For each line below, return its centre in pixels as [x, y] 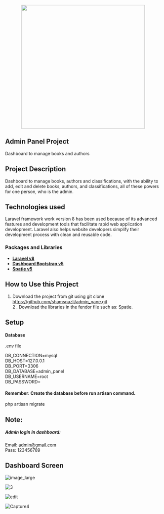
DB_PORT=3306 [22, 366]
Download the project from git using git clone [58, 296]
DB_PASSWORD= [23, 382]
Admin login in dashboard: [33, 432]
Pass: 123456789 [23, 450]
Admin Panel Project [37, 142]
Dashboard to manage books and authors [47, 153]
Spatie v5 [22, 269]
